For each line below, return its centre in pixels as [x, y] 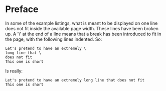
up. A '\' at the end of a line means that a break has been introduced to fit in [83, 34]
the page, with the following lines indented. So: [54, 39]
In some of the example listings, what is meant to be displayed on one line [81, 23]
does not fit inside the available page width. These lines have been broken [82, 28]
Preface [22, 9]
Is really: [14, 71]
